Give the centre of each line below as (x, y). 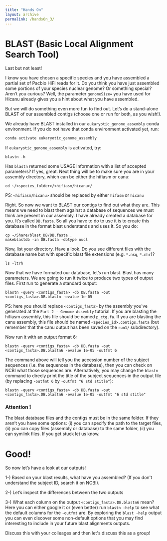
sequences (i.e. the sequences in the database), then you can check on (79, 365)
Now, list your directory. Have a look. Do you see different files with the (78, 249)
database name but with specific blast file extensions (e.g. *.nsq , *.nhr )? (80, 254)
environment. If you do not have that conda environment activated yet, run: (82, 129)
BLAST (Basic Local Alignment (69, 44)
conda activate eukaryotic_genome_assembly (51, 138)
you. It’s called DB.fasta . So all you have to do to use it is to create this (77, 221)
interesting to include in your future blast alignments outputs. (68, 524)
